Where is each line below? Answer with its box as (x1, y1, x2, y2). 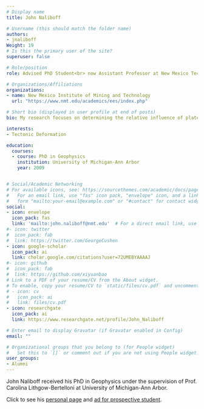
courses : (12, 148, 34, 154)
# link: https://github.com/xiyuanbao (6, 271, 107, 277)
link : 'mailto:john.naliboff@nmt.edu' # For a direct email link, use (12, 221, 197, 227)
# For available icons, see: (6, 186, 80, 193)
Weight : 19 (6, 42, 34, 49)
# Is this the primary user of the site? (6, 48, 113, 55)
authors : (6, 31, 29, 37)
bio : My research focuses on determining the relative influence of (6, 115, 183, 121)
